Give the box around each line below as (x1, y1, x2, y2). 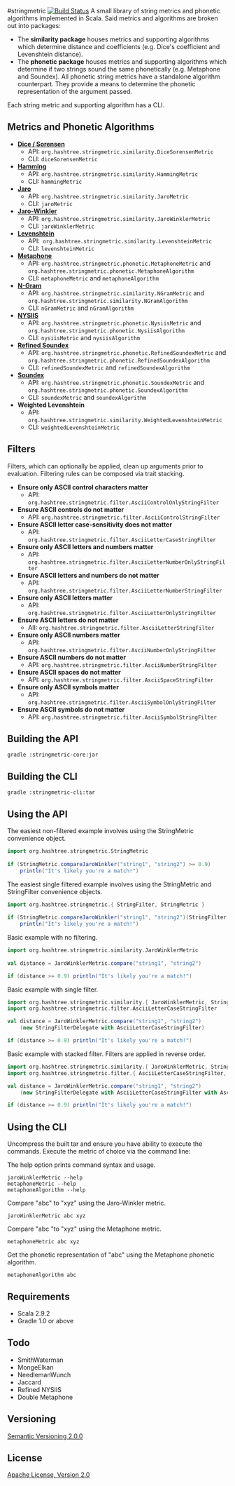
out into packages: (7, 22, 61, 29)
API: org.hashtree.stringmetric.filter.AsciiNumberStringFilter (27, 660, 217, 669)
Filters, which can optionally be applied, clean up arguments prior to (7, 461, 204, 470)
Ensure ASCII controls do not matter (17, 505, 124, 513)
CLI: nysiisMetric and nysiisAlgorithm (27, 333, 141, 342)
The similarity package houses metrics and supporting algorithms (17, 35, 210, 43)
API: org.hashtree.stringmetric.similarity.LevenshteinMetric (27, 236, 212, 245)
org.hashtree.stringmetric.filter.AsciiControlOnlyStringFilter (27, 499, 220, 506)
